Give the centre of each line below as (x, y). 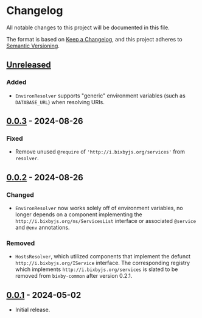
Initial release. (33, 310)
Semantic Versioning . (33, 46)
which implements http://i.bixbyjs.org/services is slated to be (96, 269)
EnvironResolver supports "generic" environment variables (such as (100, 96)
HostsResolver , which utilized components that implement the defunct (103, 256)
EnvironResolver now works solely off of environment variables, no (99, 208)
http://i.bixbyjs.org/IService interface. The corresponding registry (103, 263)
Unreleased (29, 65)
